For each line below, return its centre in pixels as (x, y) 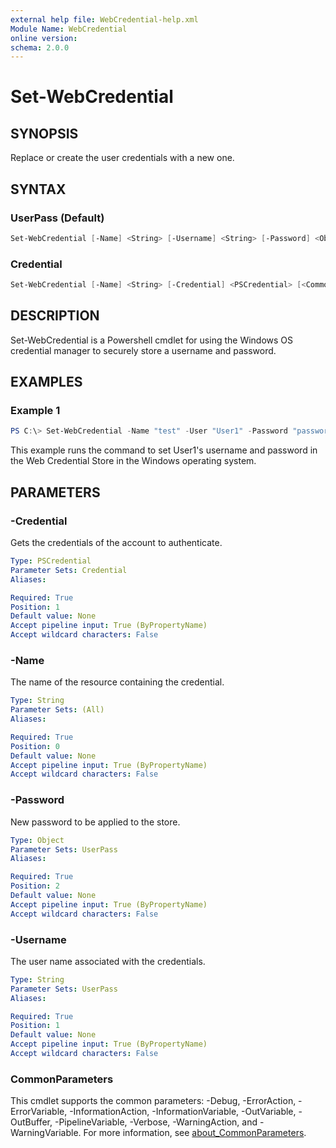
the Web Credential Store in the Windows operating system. (133, 461)
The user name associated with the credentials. (108, 961)
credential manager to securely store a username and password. (143, 350)
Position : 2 (35, 886)
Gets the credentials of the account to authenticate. (116, 543)
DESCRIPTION (55, 316)
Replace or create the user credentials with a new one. (122, 158)
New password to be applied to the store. (95, 822)
